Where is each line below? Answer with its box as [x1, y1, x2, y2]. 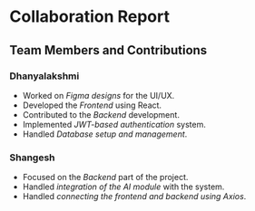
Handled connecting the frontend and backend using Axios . [22, 191, 247, 202]
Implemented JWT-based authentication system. [22, 119, 207, 129]
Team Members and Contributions [9, 43, 208, 58]
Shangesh [9, 151, 56, 164]
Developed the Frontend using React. [22, 100, 162, 110]
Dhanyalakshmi [9, 70, 80, 82]
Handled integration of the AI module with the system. [22, 181, 225, 192]
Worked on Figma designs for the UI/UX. [22, 90, 175, 101]
